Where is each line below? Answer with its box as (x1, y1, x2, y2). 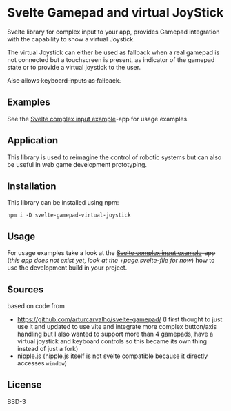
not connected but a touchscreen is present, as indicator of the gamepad (7, 55, 215, 63)
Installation (7, 180, 57, 192)
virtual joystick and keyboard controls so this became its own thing (17, 337, 208, 345)
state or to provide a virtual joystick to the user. (7, 63, 141, 71)
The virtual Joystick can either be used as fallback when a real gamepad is (7, 48, 220, 57)
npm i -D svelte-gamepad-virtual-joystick (7, 212, 131, 219)
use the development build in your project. (7, 263, 128, 272)
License (7, 379, 42, 391)
